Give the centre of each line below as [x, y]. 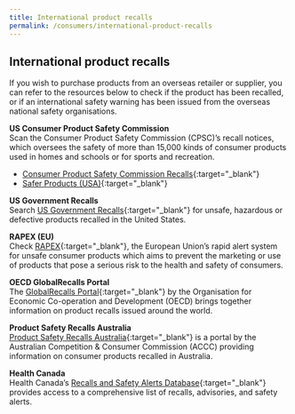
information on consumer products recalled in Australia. [111, 356]
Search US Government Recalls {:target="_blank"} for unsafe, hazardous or [146, 211]
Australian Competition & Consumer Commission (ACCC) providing [132, 346]
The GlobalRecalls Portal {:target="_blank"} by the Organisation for [131, 292]
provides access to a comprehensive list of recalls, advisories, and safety [144, 393]
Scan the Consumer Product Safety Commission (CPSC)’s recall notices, [142, 138]
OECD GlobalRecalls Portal [60, 283]
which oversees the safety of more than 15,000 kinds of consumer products [148, 147]
